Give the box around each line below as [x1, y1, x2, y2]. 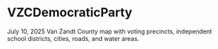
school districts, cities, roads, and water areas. [7, 34, 140, 42]
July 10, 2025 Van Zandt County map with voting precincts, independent [7, 27, 212, 35]
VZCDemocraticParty [7, 5, 133, 20]
